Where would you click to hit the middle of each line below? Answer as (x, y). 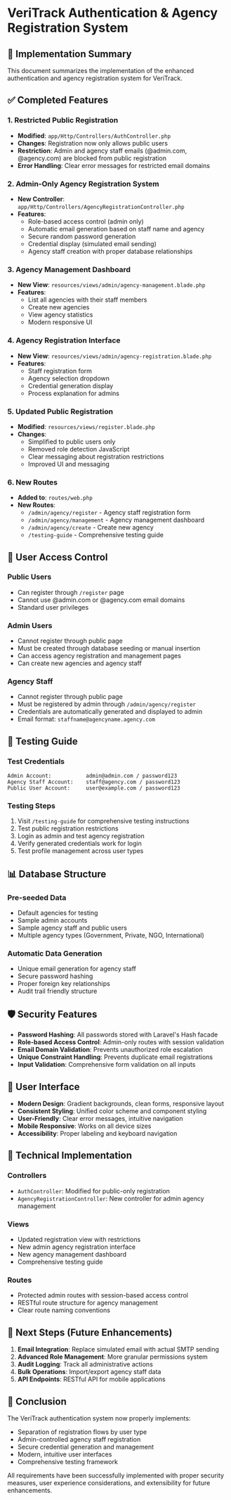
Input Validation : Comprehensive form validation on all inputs (106, 1065)
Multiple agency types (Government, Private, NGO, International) (111, 935)
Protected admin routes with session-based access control (103, 1295)
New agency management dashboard (72, 1255)
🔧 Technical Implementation (70, 1156)
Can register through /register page (71, 592)
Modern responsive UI (60, 322)
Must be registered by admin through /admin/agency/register (107, 704)
